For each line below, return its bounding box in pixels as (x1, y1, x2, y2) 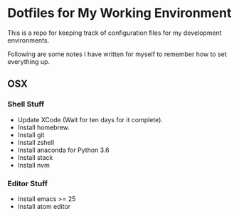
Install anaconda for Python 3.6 (17, 146, 110, 154)
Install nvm (17, 161, 50, 169)
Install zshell (17, 138, 55, 146)
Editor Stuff (7, 178, 48, 188)
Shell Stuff (7, 99, 45, 109)
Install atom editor (17, 202, 71, 210)
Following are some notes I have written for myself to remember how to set (7, 50, 228, 58)
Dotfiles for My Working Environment (7, 5, 232, 21)
